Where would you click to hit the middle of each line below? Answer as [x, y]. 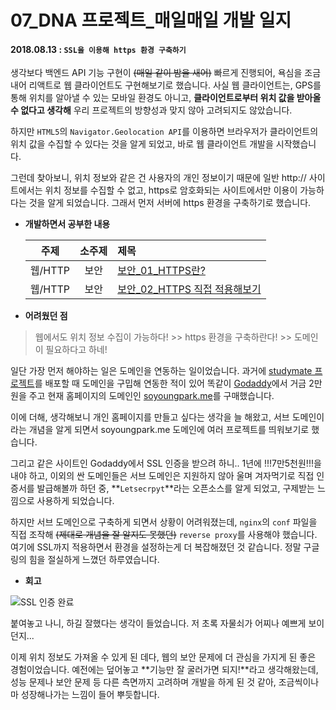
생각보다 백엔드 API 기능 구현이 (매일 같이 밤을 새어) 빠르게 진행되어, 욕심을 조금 [166, 73]
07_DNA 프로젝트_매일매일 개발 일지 [151, 20]
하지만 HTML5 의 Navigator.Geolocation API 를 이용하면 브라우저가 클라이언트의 [164, 132]
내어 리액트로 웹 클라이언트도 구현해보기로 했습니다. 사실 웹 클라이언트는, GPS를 [166, 85]
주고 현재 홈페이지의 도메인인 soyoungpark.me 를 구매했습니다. [151, 396]
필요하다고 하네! [76, 350]
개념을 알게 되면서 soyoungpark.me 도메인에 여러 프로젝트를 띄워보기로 [169, 430]
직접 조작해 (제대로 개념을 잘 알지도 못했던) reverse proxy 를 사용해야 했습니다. [164, 535]
